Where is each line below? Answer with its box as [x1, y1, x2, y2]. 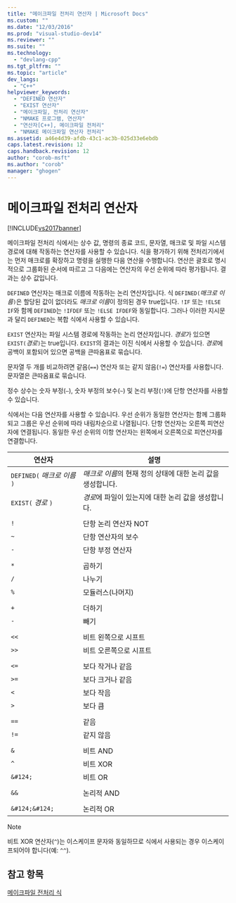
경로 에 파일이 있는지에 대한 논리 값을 [83, 492, 197, 502]
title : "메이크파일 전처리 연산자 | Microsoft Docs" [7, 10, 149, 18]
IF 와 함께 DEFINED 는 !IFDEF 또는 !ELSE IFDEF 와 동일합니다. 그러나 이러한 [7, 306, 207, 314]
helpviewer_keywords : [7, 89, 71, 96]
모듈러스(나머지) [83, 587, 134, 597]
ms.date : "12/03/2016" [7, 23, 74, 30]
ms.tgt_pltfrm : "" [7, 63, 61, 70]
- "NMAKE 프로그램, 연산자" [13, 115, 86, 122]
